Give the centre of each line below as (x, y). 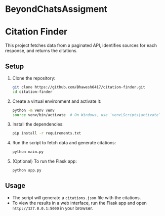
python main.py (28, 152)
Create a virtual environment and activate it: (57, 101)
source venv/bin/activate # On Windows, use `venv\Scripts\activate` (86, 115)
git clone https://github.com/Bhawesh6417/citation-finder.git (79, 87)
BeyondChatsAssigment (56, 9)
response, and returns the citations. (41, 51)
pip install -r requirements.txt (47, 133)
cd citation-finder (32, 92)
